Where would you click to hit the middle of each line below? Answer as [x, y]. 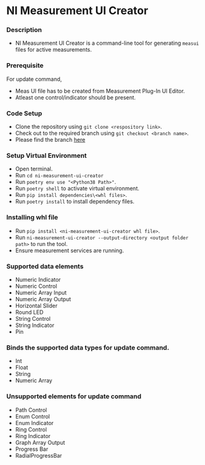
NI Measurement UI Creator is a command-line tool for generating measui [107, 43]
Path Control [31, 410]
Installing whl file [32, 217]
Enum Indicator [34, 423]
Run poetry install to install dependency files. [75, 202]
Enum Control [32, 416]
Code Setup [24, 113]
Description [24, 30]
